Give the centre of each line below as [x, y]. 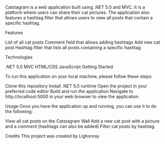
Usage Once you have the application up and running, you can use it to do [81, 106]
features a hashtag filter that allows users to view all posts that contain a [79, 18]
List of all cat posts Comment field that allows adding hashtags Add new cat [82, 42]
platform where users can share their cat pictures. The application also [77, 12]
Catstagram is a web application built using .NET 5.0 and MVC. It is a [75, 7]
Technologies [19, 57]
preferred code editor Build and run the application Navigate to [69, 91]
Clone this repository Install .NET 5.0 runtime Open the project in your [76, 86]
